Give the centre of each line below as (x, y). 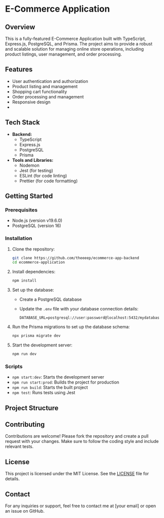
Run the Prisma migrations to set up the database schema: (71, 327)
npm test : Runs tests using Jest (44, 393)
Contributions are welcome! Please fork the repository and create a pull (77, 436)
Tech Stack (22, 123)
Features (19, 69)
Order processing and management (48, 96)
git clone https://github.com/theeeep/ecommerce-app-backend (76, 258)
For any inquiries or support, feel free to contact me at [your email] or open (81, 506)
